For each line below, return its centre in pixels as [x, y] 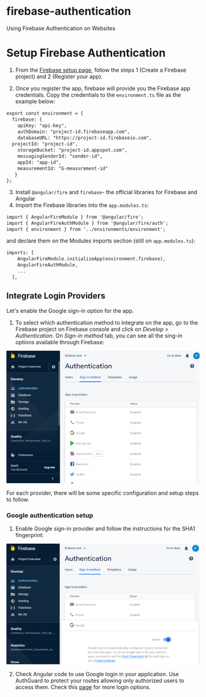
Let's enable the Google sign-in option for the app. [70, 311]
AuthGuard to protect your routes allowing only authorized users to [100, 680]
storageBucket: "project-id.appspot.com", [72, 150]
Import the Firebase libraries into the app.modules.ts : [82, 205]
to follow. [18, 499]
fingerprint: [29, 535]
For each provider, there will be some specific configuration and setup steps [103, 493]
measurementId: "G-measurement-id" [63, 168]
